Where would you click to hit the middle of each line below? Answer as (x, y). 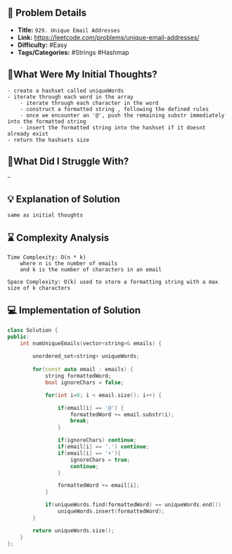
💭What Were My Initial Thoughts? (83, 75)
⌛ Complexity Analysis (58, 237)
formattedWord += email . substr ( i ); (122, 414)
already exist (28, 134)
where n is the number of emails (69, 264)
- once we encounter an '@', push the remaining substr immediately (122, 115)
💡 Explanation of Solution (64, 199)
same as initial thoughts (45, 215)
